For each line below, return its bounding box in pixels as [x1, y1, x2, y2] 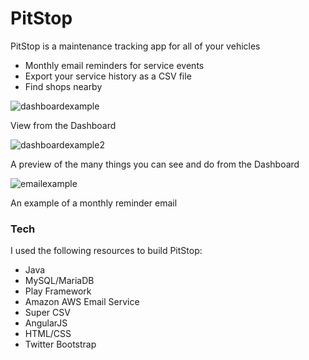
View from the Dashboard [10, 119, 117, 131]
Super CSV [24, 307, 71, 319]
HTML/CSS [24, 328, 72, 340]
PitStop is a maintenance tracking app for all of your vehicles [10, 40, 261, 52]
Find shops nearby [24, 80, 103, 92]
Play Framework [24, 285, 92, 297]
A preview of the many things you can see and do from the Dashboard [10, 158, 300, 170]
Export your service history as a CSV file [24, 70, 192, 82]
